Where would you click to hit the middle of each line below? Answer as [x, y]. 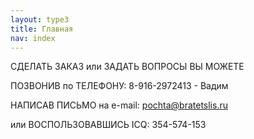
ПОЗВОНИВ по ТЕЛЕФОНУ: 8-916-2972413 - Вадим [119, 86]
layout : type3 [40, 19]
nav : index [33, 38]
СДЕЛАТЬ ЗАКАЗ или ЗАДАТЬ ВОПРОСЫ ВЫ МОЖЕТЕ [127, 67]
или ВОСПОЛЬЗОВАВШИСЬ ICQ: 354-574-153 [108, 125]
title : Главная [42, 29]
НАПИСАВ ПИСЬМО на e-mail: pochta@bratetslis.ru [119, 105]
